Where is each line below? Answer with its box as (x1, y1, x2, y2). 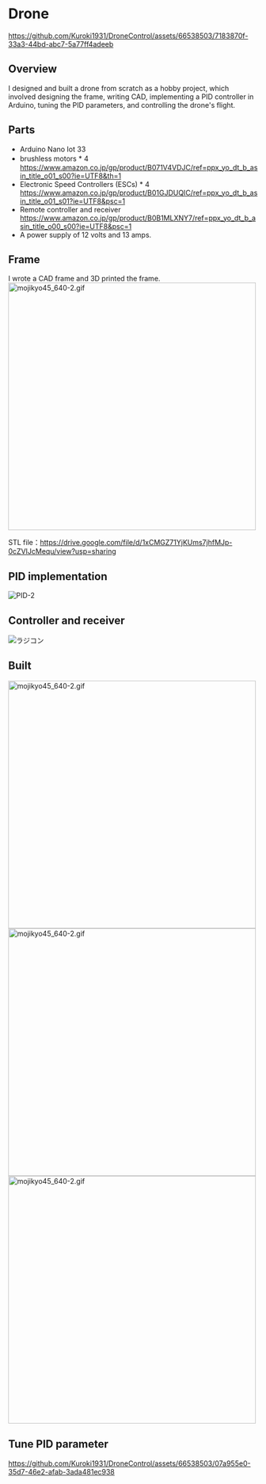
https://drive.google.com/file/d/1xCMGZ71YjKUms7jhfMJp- (39, 538, 233, 547)
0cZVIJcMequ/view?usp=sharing (8, 547, 116, 556)
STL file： (8, 538, 40, 547)
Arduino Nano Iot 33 (19, 144, 86, 154)
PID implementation (8, 570, 108, 583)
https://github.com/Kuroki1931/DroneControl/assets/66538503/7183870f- (8, 31, 249, 40)
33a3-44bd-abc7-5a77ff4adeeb (8, 39, 114, 48)
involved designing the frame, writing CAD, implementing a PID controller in (8, 92, 254, 101)
